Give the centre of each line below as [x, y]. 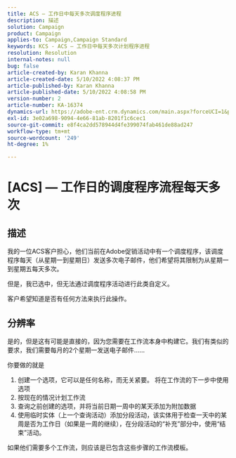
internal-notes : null [39, 60]
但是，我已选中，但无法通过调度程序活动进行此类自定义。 [90, 284]
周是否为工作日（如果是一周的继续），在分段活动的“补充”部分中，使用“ [118, 424]
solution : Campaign [36, 27]
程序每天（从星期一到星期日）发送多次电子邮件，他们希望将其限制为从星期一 [118, 260]
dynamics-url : [28, 112]
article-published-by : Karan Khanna [61, 86]
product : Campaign [34, 33]
